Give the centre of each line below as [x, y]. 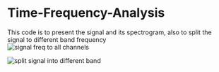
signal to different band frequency [57, 39]
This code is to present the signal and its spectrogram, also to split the [109, 32]
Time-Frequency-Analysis [86, 13]
